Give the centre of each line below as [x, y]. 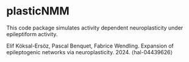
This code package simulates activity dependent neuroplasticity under [95, 28]
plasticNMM [38, 11]
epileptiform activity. [32, 34]
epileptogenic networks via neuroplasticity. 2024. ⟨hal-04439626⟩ [89, 52]
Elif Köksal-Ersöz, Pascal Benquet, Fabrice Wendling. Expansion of [90, 46]
